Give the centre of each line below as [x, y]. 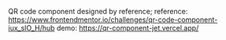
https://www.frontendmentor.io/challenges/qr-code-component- [113, 20]
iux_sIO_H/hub [31, 28]
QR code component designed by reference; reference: [98, 11]
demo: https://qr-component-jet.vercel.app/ [128, 28]
